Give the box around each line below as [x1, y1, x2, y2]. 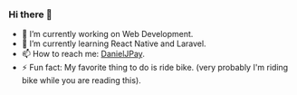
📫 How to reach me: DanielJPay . [21, 49, 146, 60]
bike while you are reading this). [21, 75, 141, 86]
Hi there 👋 [8, 8, 53, 21]
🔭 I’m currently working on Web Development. [21, 29, 194, 40]
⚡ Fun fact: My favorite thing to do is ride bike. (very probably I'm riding [21, 62, 289, 73]
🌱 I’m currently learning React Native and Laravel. [21, 38, 206, 49]
